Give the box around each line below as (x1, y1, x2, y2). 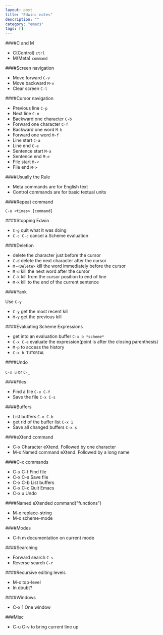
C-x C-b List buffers (12, 479, 55, 485)
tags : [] (5, 26, 24, 31)
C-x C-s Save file (12, 474, 49, 480)
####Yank (5, 289, 27, 295)
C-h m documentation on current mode (12, 535, 94, 541)
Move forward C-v (12, 75, 50, 81)
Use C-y (5, 299, 22, 305)
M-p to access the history (12, 344, 65, 350)
